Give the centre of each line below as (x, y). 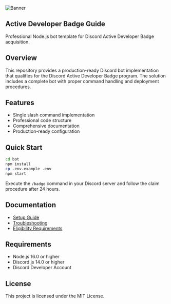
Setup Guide (26, 217)
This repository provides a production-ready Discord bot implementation (82, 70)
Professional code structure (42, 120)
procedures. (18, 87)
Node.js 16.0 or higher (36, 257)
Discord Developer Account (42, 268)
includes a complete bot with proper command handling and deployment (82, 81)
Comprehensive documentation (46, 126)
